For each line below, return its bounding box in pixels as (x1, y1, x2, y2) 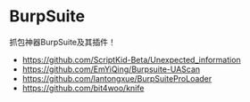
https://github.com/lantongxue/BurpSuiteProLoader (21, 73, 212, 83)
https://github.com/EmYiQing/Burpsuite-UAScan (21, 64, 201, 75)
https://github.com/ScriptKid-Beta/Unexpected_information (21, 54, 241, 65)
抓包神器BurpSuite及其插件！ (9, 36, 116, 47)
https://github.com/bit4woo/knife (21, 82, 145, 93)
